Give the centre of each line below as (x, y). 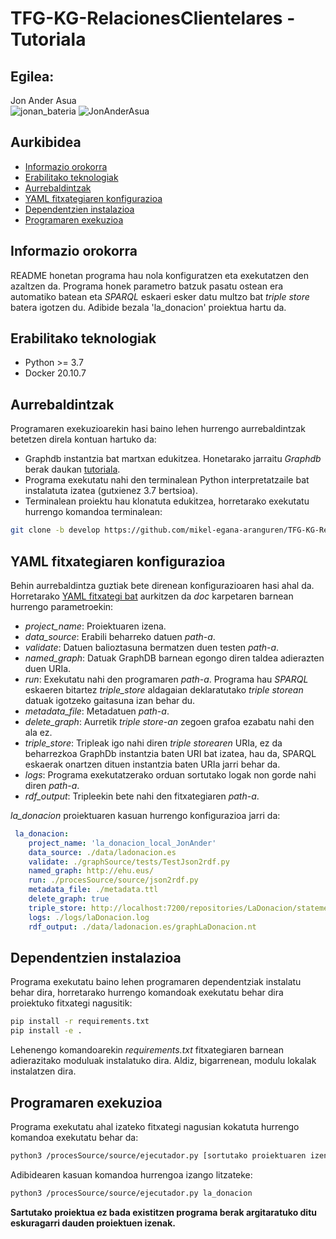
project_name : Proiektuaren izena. (95, 626)
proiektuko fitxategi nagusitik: (71, 1003)
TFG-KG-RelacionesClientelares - (153, 18)
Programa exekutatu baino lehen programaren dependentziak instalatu (156, 982)
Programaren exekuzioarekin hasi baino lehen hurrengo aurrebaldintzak (158, 429)
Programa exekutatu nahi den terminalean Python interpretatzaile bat (167, 480)
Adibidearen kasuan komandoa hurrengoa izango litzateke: (131, 1174)
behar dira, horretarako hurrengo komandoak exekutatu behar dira (147, 993)
